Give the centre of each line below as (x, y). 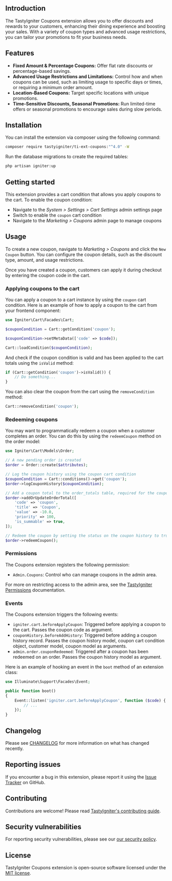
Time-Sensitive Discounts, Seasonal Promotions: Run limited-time (84, 103)
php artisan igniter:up (31, 166)
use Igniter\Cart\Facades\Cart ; (40, 320)
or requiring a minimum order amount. (53, 87)
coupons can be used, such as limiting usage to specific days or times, (88, 82)
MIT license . (18, 873)
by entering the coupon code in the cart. (48, 275)
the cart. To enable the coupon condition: (49, 200)
